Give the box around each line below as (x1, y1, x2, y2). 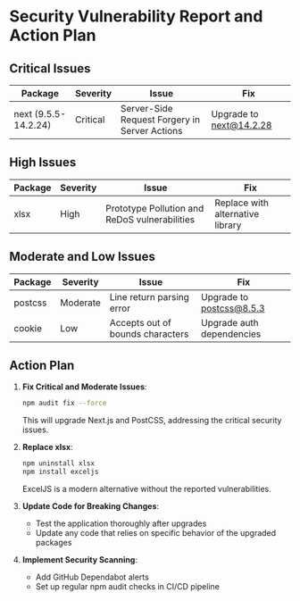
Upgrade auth (200, 316, 259, 329)
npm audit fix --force (21, 399, 107, 408)
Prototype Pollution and (105, 202, 204, 214)
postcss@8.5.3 (200, 302, 265, 314)
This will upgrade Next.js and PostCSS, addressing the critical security (21, 415, 282, 426)
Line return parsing (109, 290, 190, 303)
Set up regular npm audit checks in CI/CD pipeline (35, 581, 221, 592)
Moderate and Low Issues (9, 249, 156, 264)
